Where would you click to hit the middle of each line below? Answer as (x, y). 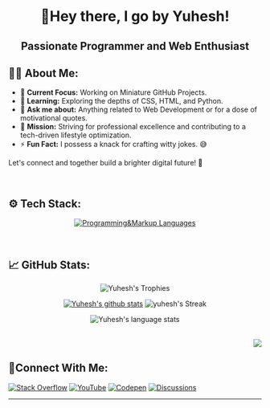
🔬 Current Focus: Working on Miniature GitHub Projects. (113, 92)
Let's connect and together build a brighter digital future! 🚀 (106, 163)
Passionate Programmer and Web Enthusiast (135, 46)
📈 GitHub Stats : (49, 265)
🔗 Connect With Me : (58, 368)
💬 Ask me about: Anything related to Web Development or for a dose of (138, 110)
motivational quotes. (54, 118)
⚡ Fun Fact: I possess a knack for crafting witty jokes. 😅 (113, 145)
